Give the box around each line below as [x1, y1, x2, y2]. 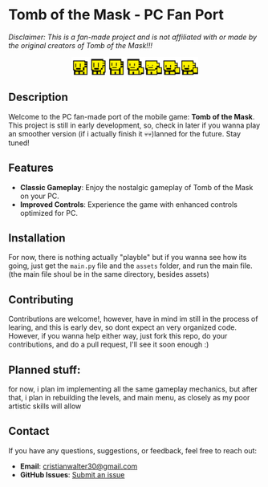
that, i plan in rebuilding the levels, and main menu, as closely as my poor [8, 393, 250, 402]
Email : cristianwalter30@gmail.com [19, 461, 138, 471]
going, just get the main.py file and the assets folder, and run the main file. [8, 261, 253, 270]
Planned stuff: [8, 363, 81, 376]
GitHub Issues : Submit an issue [19, 469, 125, 479]
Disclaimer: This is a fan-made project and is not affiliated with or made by [8, 32, 258, 42]
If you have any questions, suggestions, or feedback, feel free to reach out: [8, 445, 258, 455]
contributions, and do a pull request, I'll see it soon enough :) [8, 339, 209, 350]
